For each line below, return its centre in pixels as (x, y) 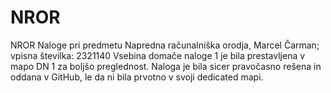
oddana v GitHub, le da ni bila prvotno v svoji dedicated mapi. (137, 77)
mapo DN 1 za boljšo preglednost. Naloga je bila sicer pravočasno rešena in (166, 66)
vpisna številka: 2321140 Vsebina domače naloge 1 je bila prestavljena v (158, 55)
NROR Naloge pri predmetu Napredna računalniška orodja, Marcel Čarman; (165, 45)
